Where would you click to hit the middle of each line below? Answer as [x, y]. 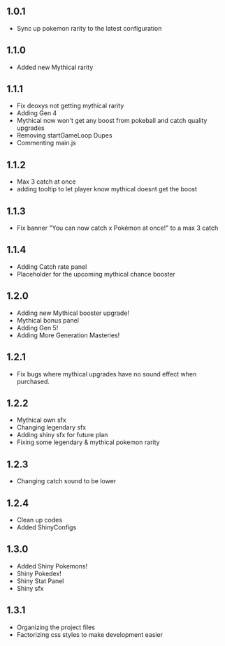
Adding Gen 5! [37, 328]
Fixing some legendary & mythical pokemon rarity [88, 442]
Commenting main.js [46, 143]
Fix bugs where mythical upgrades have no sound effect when [107, 374]
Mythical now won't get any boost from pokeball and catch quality [112, 121]
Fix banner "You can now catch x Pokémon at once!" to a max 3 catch [117, 228]
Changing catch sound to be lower [66, 481]
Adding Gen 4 [37, 113]
